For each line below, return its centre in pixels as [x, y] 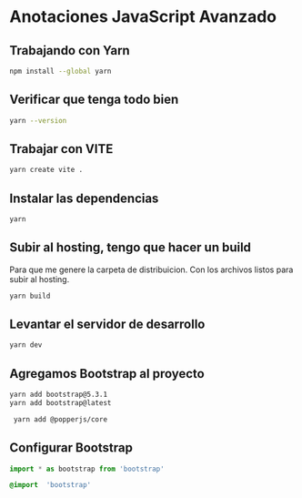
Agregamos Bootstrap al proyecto [107, 374]
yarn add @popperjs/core [60, 419]
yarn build [30, 296]
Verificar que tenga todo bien [94, 100]
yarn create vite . [46, 170]
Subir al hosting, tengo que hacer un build [131, 248]
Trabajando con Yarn [70, 51]
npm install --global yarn [60, 71]
